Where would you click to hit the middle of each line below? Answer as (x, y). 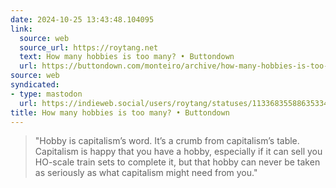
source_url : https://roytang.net (89, 47)
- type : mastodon (46, 94)
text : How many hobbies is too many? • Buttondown (127, 57)
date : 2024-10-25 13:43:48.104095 (82, 19)
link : (21, 29)
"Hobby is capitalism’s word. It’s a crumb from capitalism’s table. (167, 141)
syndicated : (35, 85)
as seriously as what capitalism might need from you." (146, 173)
